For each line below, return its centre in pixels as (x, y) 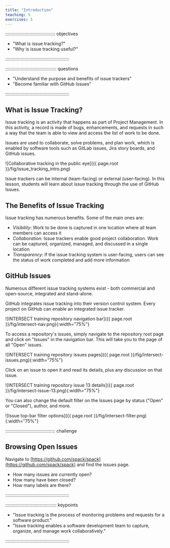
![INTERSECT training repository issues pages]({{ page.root (67, 354)
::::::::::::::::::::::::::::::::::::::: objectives (42, 34)
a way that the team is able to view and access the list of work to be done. (83, 133)
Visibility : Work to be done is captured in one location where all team (84, 227)
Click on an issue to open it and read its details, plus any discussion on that (84, 370)
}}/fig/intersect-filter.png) (120, 415)
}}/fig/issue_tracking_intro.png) (38, 169)
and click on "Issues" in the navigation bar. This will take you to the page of (84, 339)
